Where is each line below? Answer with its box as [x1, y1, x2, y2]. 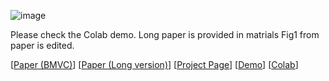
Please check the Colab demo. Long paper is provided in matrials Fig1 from [10, 29, 320, 40]
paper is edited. [10, 40, 75, 51]
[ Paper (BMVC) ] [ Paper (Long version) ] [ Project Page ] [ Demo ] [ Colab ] [10, 59, 299, 70]
